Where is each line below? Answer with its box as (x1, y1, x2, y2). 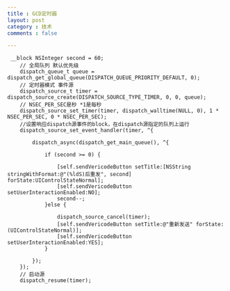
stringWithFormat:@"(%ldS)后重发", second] (7, 171, 132, 178)
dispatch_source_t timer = (19, 88, 98, 95)
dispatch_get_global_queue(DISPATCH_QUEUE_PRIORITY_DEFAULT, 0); (7, 74, 200, 81)
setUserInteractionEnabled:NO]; (7, 189, 101, 196)
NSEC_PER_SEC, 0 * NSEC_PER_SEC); (7, 113, 108, 120)
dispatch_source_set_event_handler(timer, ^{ (19, 127, 154, 134)
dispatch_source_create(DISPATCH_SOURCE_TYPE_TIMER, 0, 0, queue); (7, 94, 207, 101)
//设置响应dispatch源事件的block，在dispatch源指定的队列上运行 (19, 121, 190, 128)
